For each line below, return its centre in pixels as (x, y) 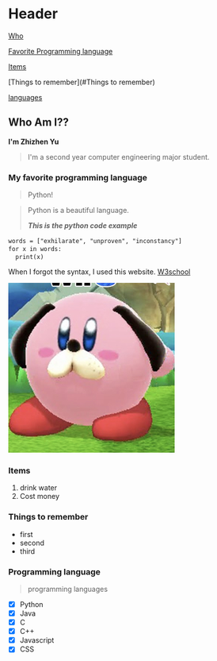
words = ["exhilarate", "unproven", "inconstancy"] (95, 242)
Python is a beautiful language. (78, 211)
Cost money (40, 497)
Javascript (37, 640)
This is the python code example (82, 226)
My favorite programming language (78, 177)
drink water (38, 488)
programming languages (68, 589)
